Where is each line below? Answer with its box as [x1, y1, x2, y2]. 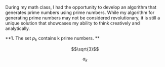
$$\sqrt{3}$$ [71, 46, 99, 52]
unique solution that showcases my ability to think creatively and [5, 20, 140, 26]
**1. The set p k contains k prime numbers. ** [5, 35, 100, 42]
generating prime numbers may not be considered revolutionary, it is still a [5, 15, 160, 20]
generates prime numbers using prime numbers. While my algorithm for [5, 9, 155, 15]
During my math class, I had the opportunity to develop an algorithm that [5, 4, 157, 10]
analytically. [5, 25, 30, 31]
